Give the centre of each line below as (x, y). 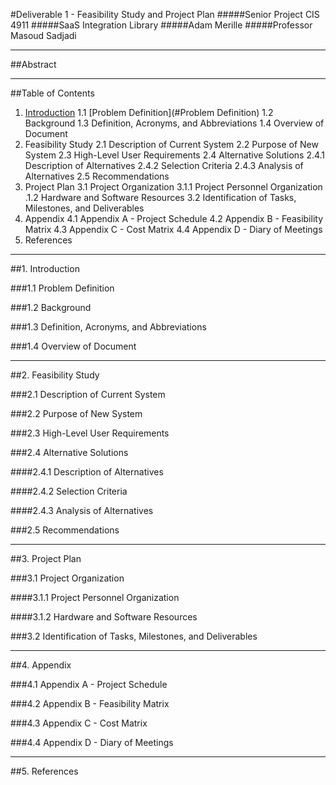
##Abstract (33, 64)
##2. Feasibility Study (55, 375)
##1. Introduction (45, 268)
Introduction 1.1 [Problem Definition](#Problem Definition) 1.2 (149, 112)
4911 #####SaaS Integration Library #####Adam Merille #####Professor (161, 25)
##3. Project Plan (46, 558)
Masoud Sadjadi (43, 35)
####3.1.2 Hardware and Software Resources (104, 617)
